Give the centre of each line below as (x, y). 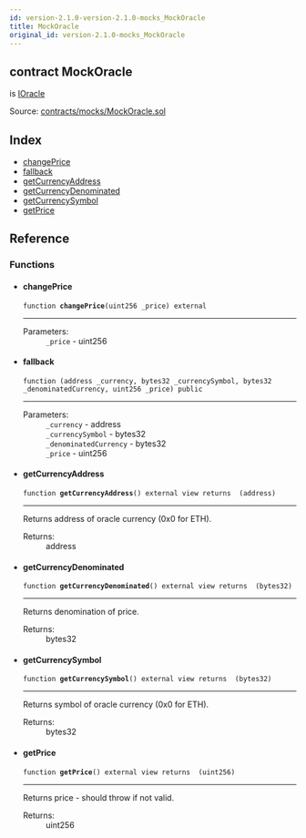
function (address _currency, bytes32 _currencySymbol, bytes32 (147, 381)
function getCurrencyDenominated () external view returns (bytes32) (158, 587)
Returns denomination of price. (81, 612)
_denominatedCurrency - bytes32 (106, 444)
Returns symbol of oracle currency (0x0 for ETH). (116, 705)
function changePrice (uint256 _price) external (114, 306)
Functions (32, 265)
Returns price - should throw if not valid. (98, 797)
